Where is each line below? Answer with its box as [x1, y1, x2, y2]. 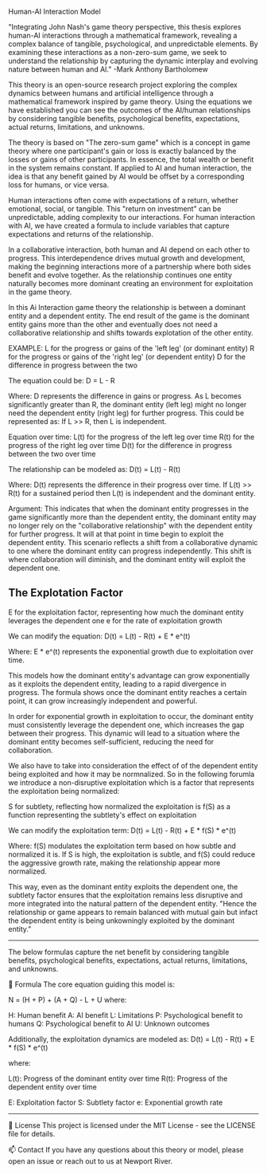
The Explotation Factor [8, 586, 124, 600]
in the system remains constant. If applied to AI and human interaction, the [8, 163, 252, 172]
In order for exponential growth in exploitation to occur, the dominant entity [8, 711, 254, 720]
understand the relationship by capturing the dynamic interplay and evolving [8, 56, 258, 65]
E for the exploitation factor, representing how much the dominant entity [8, 607, 244, 617]
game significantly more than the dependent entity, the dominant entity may [8, 512, 257, 521]
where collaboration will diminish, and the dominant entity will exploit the [8, 555, 246, 564]
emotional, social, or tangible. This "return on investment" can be [8, 204, 222, 214]
